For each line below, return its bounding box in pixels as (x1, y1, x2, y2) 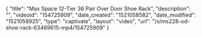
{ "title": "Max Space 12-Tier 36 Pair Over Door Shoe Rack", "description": (5, 5, 191, 12)
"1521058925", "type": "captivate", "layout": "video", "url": (5, 18, 151, 24)
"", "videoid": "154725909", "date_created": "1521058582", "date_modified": (5, 11, 196, 18)
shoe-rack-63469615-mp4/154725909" (5, 24, 106, 31)
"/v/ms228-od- (152, 18, 190, 24)
